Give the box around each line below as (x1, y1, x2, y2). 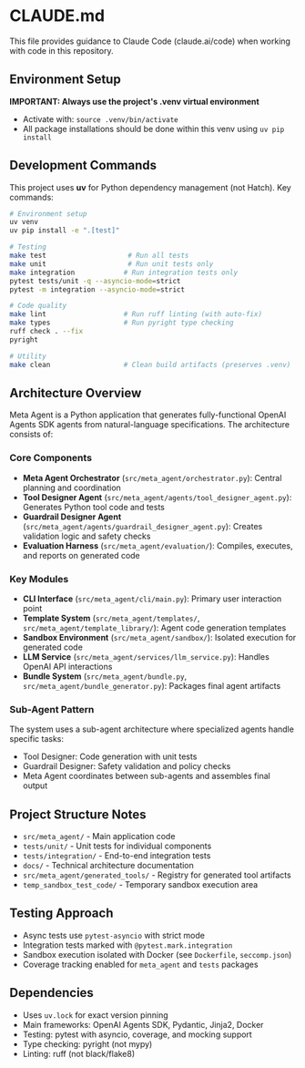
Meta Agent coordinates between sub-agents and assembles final (22, 771, 270, 782)
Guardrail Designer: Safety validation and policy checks (22, 761, 231, 772)
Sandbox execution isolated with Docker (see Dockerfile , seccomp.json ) (22, 949, 292, 960)
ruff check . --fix (9, 327, 84, 336)
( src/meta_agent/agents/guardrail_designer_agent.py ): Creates (22, 520, 263, 531)
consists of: (9, 429, 54, 440)
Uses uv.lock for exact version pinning (22, 1009, 168, 1021)
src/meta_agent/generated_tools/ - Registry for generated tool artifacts (22, 869, 291, 880)
